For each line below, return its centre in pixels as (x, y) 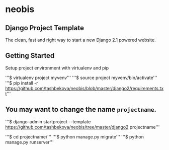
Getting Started (30, 56)
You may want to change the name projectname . (81, 109)
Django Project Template (45, 28)
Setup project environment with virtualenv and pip (57, 68)
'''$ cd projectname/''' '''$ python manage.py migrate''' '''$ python (75, 136)
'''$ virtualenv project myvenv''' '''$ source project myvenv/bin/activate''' (81, 78)
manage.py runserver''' (29, 142)
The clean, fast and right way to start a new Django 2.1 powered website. (80, 40)
